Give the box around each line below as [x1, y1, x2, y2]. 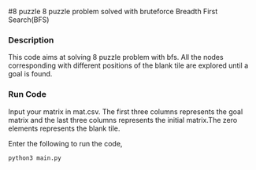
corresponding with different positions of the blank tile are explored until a [8, 61, 249, 70]
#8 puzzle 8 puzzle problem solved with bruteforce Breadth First [8, 7, 218, 16]
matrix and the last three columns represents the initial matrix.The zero [8, 115, 238, 124]
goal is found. [8, 69, 53, 79]
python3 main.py [8, 153, 61, 162]
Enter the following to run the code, [8, 139, 123, 148]
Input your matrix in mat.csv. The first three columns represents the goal [8, 106, 243, 116]
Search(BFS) [8, 15, 50, 24]
